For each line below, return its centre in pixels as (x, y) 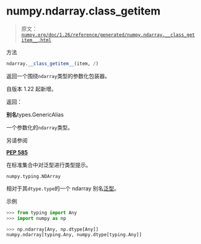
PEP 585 (17, 152)
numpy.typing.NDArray (34, 176)
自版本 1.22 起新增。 (31, 88)
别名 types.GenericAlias (35, 114)
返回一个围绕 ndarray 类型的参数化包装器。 (58, 76)
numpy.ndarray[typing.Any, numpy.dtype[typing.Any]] (74, 235)
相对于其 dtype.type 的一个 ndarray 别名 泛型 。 (63, 188)
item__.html (36, 40)
